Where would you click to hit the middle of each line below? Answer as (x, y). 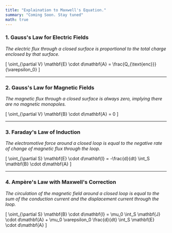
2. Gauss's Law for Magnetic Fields (50, 88)
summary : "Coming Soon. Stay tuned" (44, 15)
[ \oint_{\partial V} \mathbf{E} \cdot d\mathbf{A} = (58, 64)
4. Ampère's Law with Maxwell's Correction (61, 182)
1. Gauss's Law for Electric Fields (47, 37)
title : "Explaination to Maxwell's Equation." (56, 10)
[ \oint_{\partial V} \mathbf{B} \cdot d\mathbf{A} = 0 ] (62, 114)
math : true (17, 19)
